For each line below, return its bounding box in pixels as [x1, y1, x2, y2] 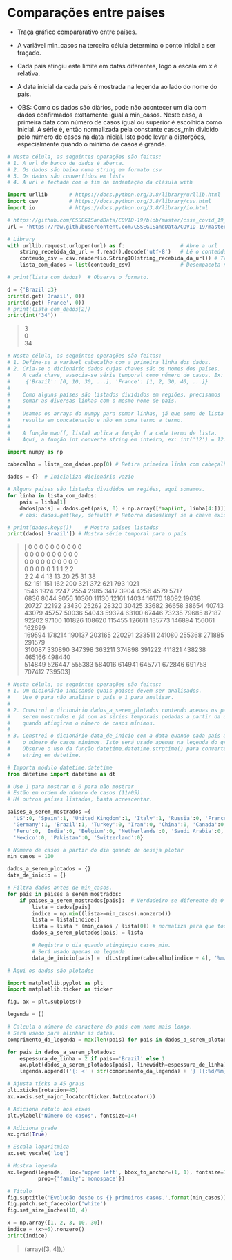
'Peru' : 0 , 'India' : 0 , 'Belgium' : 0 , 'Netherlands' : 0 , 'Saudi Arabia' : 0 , [13, 828, 224, 834]
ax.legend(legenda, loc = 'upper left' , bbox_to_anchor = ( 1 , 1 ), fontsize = [7, 1169, 224, 1176]
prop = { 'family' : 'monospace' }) [37, 1175, 126, 1182]
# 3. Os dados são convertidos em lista [7, 173, 126, 180]
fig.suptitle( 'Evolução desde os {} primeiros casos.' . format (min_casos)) [7, 1194, 227, 1201]
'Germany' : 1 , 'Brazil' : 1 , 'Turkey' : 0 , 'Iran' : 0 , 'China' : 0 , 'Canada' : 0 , [13, 821, 227, 828]
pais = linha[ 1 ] [19, 499, 67, 506]
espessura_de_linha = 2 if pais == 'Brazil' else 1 [19, 1055, 166, 1062]
